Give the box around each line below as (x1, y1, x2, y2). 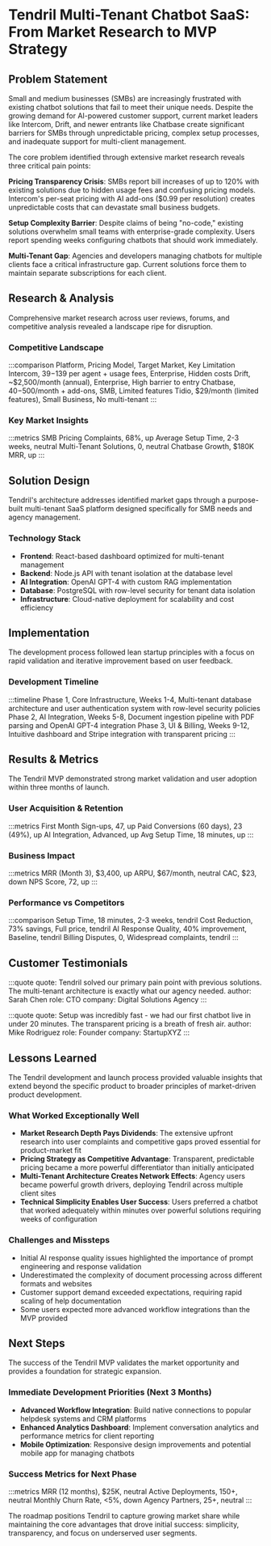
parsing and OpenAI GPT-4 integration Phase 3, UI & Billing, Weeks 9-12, (8, 720, 250, 730)
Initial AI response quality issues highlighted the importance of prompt (19, 1252, 254, 1263)
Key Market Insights (8, 415, 89, 426)
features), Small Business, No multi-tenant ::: (8, 395, 157, 405)
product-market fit (19, 1146, 82, 1155)
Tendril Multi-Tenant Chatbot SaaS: (8, 6, 250, 24)
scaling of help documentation (19, 1296, 122, 1306)
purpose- (227, 495, 260, 505)
